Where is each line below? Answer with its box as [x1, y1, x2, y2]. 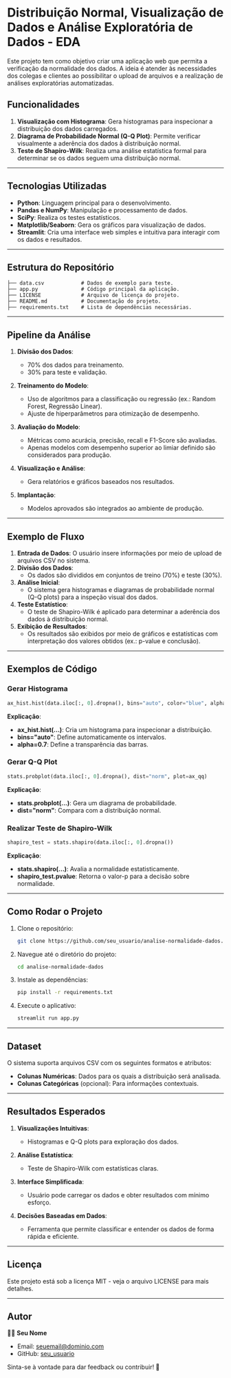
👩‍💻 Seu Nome [7, 1329, 47, 1337]
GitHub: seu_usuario [16, 1350, 75, 1358]
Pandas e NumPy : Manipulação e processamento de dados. [16, 205, 188, 214]
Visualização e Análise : [16, 464, 86, 473]
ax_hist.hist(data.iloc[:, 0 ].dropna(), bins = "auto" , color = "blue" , [7, 700, 208, 707]
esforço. [27, 1198, 52, 1206]
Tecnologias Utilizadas [7, 181, 107, 192]
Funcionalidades [7, 99, 80, 111]
